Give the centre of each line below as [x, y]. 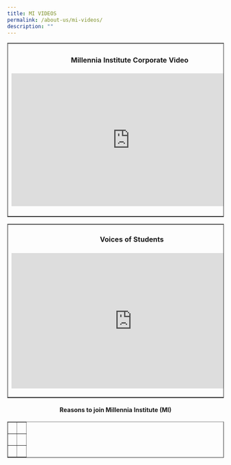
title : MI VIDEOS [32, 13]
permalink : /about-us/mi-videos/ [55, 20]
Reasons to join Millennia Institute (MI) [115, 410]
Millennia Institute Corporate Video [130, 60]
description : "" [30, 26]
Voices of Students [132, 239]
